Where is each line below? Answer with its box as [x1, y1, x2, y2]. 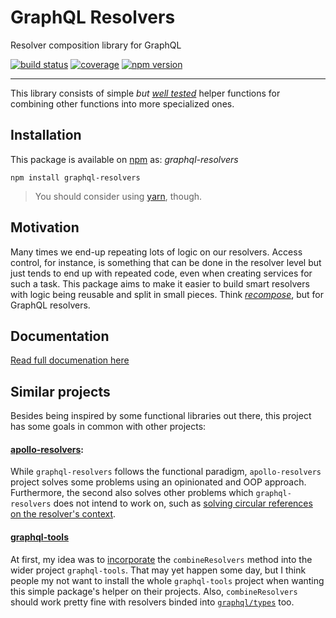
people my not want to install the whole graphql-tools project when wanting [10, 574, 325, 586]
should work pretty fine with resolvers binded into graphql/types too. [10, 596, 295, 608]
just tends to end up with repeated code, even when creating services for [10, 267, 313, 279]
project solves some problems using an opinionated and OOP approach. [10, 476, 307, 488]
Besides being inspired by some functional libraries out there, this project [10, 410, 312, 422]
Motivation [10, 219, 80, 236]
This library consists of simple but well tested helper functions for [10, 87, 281, 99]
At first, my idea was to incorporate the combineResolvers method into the [10, 553, 313, 565]
